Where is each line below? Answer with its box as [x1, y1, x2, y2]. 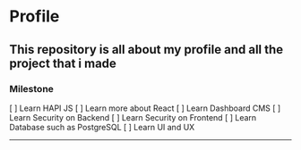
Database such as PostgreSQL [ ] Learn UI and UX [9, 121, 195, 132]
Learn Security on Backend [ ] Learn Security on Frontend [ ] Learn [9, 112, 257, 122]
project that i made [9, 55, 116, 71]
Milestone [9, 82, 54, 95]
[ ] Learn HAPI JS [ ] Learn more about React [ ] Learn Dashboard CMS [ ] [9, 103, 281, 113]
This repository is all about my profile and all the [9, 42, 284, 57]
